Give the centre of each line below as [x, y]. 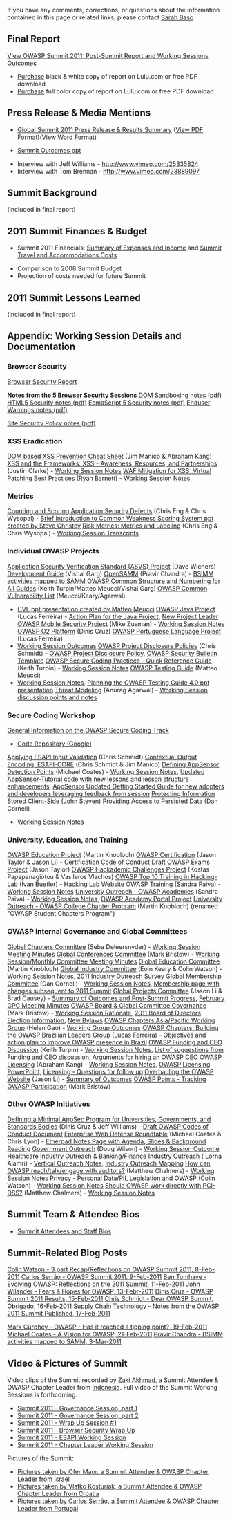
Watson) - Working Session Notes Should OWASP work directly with [104, 1185]
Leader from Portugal [48, 1509]
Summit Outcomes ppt [49, 150]
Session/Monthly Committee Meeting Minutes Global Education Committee [114, 961]
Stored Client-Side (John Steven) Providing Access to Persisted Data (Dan [113, 801]
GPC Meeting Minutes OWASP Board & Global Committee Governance [107, 1005]
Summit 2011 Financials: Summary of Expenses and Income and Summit [119, 248]
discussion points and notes [57, 697]
